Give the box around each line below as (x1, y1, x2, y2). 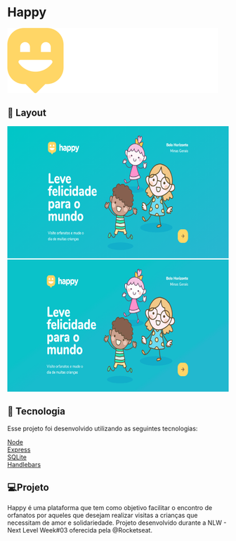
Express (7, 445, 31, 454)
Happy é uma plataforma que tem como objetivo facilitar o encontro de (7, 504, 213, 512)
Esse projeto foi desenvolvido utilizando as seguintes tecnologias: (7, 424, 198, 433)
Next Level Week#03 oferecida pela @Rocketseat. (7, 526, 153, 535)
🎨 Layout (7, 107, 47, 119)
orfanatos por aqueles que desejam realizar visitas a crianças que (7, 511, 198, 520)
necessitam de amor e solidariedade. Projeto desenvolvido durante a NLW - (7, 518, 227, 527)
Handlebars (7, 460, 41, 468)
